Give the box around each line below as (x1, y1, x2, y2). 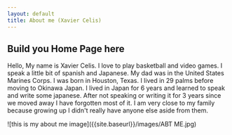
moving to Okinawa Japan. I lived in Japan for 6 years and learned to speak (7, 84, 226, 92)
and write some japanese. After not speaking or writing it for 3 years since (7, 91, 221, 100)
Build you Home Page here (7, 43, 125, 55)
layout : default (7, 10, 55, 18)
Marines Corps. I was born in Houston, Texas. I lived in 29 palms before (7, 77, 214, 85)
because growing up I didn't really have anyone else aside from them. (7, 106, 209, 115)
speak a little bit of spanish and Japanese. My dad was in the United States (7, 69, 224, 77)
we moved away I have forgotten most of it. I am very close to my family (7, 99, 215, 108)
